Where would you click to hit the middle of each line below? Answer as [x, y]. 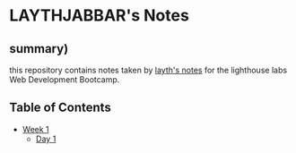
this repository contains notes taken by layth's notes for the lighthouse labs [148, 70]
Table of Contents [61, 108]
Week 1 [35, 129]
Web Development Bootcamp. [65, 80]
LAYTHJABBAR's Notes [100, 16]
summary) [39, 49]
